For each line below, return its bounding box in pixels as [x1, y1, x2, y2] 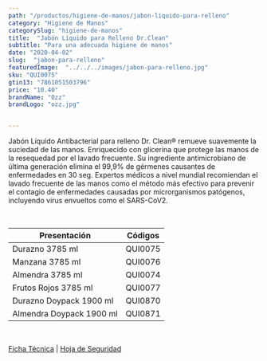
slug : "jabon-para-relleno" [8, 57, 105, 65]
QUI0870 [125, 296, 161, 307]
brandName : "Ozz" [8, 93, 66, 101]
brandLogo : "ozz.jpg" [8, 100, 80, 108]
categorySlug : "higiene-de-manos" [8, 26, 124, 34]
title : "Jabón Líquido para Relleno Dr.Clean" [8, 33, 170, 42]
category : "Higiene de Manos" [8, 19, 109, 27]
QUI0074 [125, 269, 161, 281]
